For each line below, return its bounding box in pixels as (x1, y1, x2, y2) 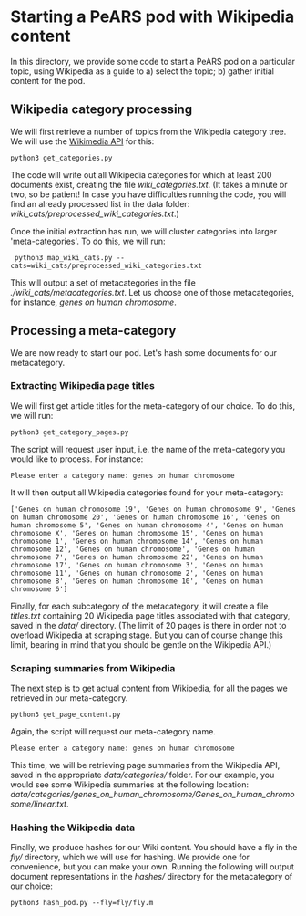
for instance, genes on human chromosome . (10, 297, 177, 307)
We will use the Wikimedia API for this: (10, 135, 155, 147)
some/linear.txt (10, 798, 67, 809)
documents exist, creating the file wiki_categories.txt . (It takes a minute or (10, 179, 288, 190)
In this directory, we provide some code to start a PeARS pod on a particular (10, 56, 295, 67)
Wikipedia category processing (10, 102, 193, 118)
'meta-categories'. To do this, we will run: (10, 235, 167, 246)
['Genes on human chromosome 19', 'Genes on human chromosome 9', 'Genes (10, 505, 297, 514)
